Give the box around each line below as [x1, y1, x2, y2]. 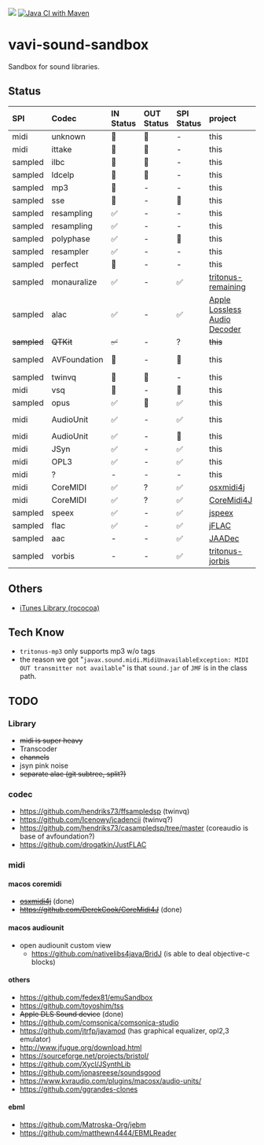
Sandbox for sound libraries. [8, 61, 101, 71]
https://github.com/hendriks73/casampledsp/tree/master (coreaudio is [19, 824, 249, 833]
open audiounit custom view [19, 940, 112, 950]
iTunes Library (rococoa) [19, 603, 100, 612]
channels [19, 753, 49, 762]
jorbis [208, 555, 230, 566]
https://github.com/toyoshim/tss [19, 1000, 124, 1010]
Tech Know [8, 626, 64, 639]
